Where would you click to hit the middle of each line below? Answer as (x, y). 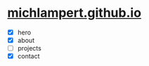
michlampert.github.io (74, 13)
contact (28, 56)
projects (30, 48)
